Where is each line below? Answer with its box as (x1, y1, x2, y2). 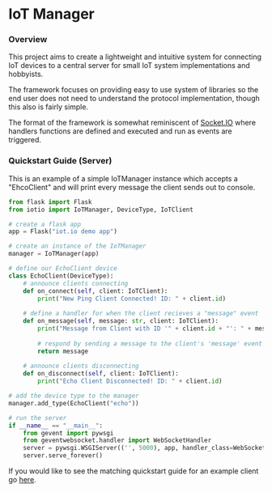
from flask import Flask (8, 197, 92, 206)
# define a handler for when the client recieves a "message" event (23, 309, 259, 318)
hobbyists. (8, 70, 44, 79)
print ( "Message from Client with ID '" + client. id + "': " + (37, 324, 252, 333)
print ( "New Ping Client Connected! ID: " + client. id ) (37, 295, 227, 303)
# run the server (8, 414, 67, 422)
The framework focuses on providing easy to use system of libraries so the (8, 85, 259, 95)
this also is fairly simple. (8, 102, 89, 112)
